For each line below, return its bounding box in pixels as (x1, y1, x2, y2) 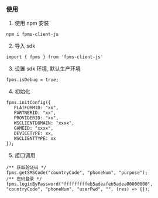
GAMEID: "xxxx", (13, 125, 54, 132)
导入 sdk (14, 42, 36, 49)
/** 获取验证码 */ (6, 165, 47, 171)
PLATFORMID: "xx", (13, 105, 59, 111)
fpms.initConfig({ (6, 100, 51, 106)
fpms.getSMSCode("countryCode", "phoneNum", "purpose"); (6, 170, 148, 176)
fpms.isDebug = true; (6, 77, 59, 83)
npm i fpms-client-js (6, 31, 59, 38)
